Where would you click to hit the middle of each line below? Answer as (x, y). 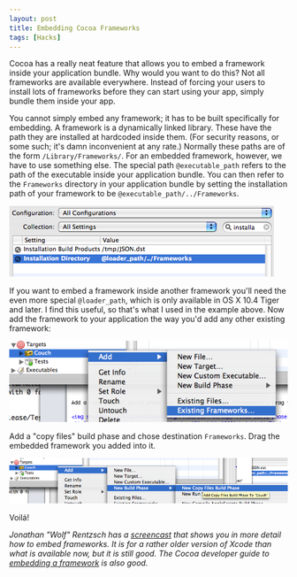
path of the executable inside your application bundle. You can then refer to (147, 175)
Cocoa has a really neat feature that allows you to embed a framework (137, 64)
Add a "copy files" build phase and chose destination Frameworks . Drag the (145, 436)
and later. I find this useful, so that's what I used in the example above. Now (147, 310)
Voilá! (19, 517)
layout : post (33, 19)
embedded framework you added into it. (83, 445)
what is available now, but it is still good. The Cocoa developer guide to (139, 553)
